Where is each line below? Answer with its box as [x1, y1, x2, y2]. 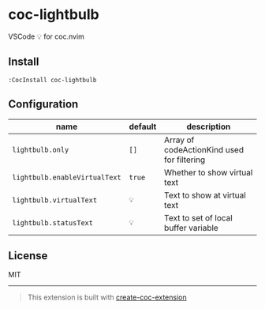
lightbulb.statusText [12, 218, 93, 227]
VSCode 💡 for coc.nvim [8, 32, 85, 41]
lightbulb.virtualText [12, 195, 97, 205]
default [129, 121, 157, 132]
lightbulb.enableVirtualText [12, 172, 121, 182]
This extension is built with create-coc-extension [27, 292, 187, 302]
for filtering [164, 154, 206, 165]
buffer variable [164, 222, 218, 233]
